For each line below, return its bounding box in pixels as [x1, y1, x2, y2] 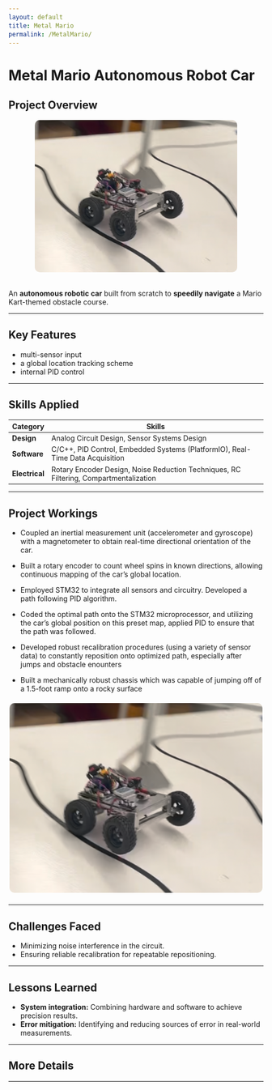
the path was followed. [19, 626, 96, 636]
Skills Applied [8, 398, 79, 411]
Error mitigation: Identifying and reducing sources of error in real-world [19, 1020, 261, 1029]
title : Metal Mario [8, 21, 74, 30]
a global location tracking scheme [19, 358, 134, 368]
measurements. [19, 1028, 73, 1038]
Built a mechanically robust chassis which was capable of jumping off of [19, 675, 261, 684]
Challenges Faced [8, 919, 101, 933]
